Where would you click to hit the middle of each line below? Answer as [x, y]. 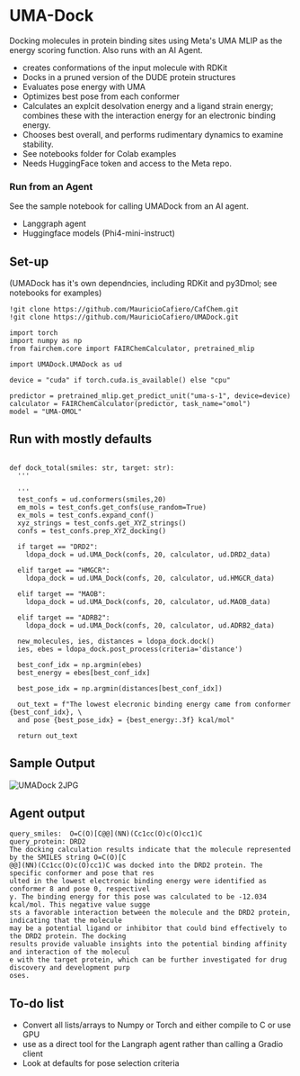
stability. [38, 144]
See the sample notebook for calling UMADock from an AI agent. [129, 206]
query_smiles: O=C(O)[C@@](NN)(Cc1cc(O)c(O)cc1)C [106, 834]
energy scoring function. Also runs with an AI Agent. [106, 50]
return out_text [48, 736]
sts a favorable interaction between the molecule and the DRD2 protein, [150, 913]
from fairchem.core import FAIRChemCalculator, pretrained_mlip [132, 349]
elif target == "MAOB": [62, 594]
